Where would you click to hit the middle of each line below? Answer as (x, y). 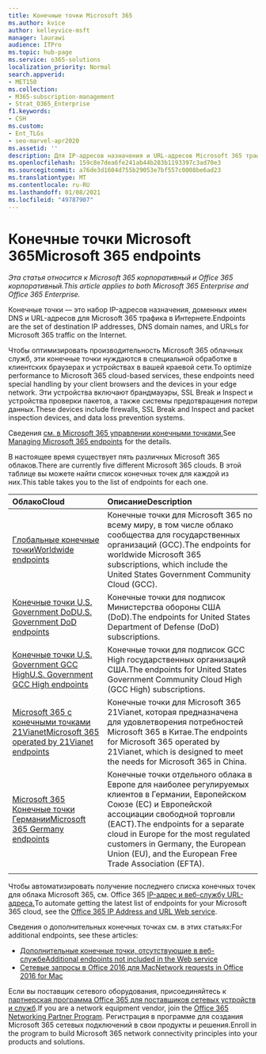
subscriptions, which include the (167, 565)
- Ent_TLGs (26, 133)
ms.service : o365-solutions (55, 60)
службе (32, 959)
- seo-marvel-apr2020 (44, 141)
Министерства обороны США (164, 607)
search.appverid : (37, 74)
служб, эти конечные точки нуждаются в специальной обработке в (123, 359)
